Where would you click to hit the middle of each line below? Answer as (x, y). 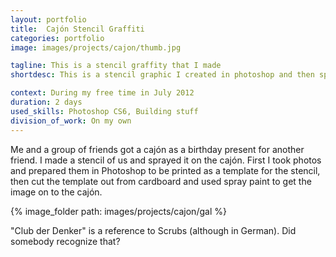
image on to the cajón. (56, 192)
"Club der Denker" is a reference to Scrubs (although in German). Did (153, 230)
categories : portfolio (57, 38)
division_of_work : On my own (71, 121)
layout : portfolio (48, 19)
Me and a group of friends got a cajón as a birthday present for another (157, 149)
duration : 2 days (46, 102)
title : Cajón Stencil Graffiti (77, 29)
